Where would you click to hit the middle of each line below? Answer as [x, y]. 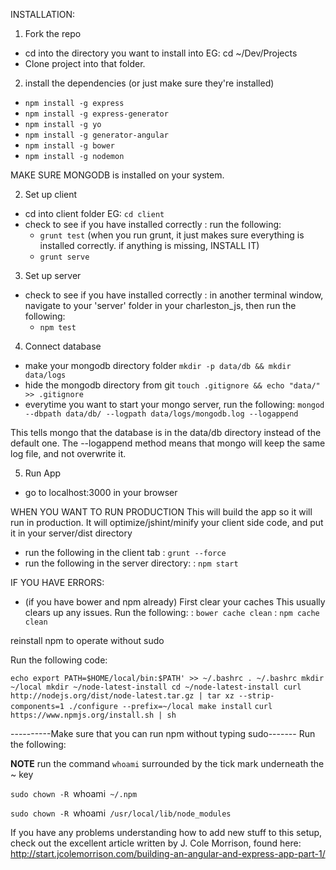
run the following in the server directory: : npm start [131, 563]
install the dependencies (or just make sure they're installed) [149, 83]
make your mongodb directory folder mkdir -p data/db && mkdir [158, 365]
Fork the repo [53, 33]
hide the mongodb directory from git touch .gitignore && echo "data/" [172, 385]
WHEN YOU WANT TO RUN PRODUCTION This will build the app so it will [161, 512]
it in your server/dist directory [71, 533]
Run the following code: [59, 660]
